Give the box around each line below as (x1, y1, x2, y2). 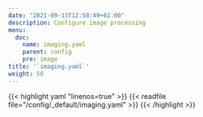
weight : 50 (8, 70, 44, 78)
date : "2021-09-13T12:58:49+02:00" (8, 11, 125, 20)
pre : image (22, 56, 58, 64)
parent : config (22, 48, 72, 56)
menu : (8, 26, 26, 34)
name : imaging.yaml (22, 41, 87, 49)
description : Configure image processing (8, 19, 146, 27)
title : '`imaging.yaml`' (8, 63, 90, 71)
